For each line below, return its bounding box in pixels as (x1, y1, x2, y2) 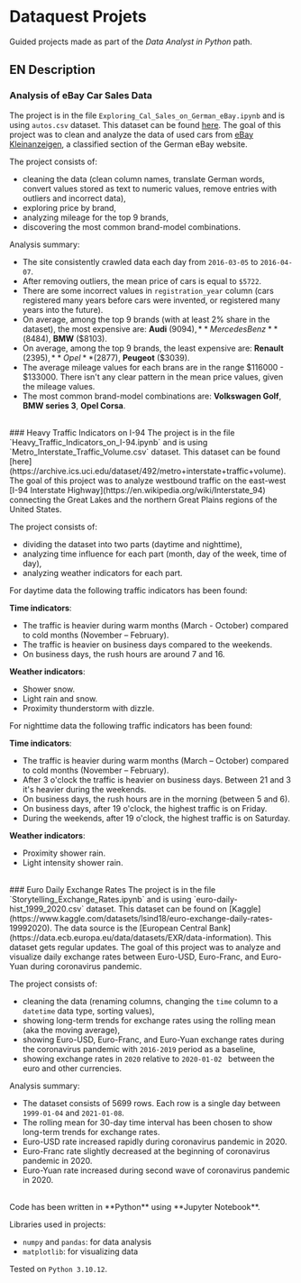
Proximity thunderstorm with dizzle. (22, 702, 155, 713)
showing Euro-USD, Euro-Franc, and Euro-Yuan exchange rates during (22, 1034, 285, 1045)
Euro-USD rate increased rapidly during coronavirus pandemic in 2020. (22, 1136, 287, 1147)
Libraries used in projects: (9, 1219, 106, 1230)
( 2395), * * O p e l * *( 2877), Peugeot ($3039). (22, 352, 190, 362)
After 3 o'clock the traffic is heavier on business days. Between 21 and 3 (22, 774, 291, 785)
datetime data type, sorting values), (22, 1005, 155, 1016)
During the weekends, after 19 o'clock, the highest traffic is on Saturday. (22, 812, 291, 823)
